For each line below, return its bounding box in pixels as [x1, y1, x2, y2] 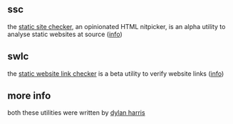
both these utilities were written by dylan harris [7, 108, 145, 117]
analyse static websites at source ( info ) [7, 30, 123, 38]
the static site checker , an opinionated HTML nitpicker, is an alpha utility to [7, 22, 226, 30]
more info [7, 90, 51, 102]
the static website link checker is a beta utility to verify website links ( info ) [7, 69, 224, 78]
